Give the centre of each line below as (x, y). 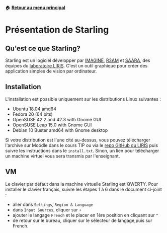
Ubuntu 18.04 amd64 (34, 109)
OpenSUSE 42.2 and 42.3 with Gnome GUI (57, 119)
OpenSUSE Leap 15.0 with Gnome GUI (52, 125)
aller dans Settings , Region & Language (53, 204)
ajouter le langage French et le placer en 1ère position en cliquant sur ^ (85, 215)
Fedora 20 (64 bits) (32, 114)
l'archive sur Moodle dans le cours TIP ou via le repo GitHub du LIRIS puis (82, 145)
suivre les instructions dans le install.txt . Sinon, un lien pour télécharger (82, 150)
